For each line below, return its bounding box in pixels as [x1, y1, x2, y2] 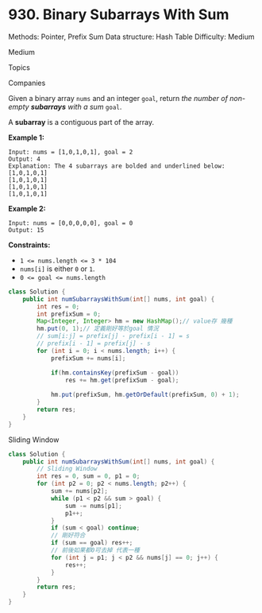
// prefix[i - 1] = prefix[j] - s [37, 339, 151, 347]
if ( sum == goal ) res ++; [50, 539, 133, 547]
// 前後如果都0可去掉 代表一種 [50, 546, 141, 554]
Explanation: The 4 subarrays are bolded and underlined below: [8, 161, 225, 170]
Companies [8, 78, 46, 87]
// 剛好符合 [50, 531, 86, 540]
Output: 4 [8, 155, 41, 163]
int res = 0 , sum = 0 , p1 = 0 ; [37, 472, 141, 480]
